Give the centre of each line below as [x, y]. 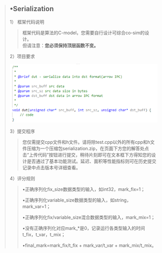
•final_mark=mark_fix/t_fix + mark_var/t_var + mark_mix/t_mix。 [89, 245]
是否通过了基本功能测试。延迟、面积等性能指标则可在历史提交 [91, 161]
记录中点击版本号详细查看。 [51, 168]
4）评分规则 [22, 179]
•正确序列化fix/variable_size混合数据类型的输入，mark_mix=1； [89, 217]
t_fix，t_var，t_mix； [44, 235]
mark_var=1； [37, 207]
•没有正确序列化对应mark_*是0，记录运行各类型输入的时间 [84, 228]
